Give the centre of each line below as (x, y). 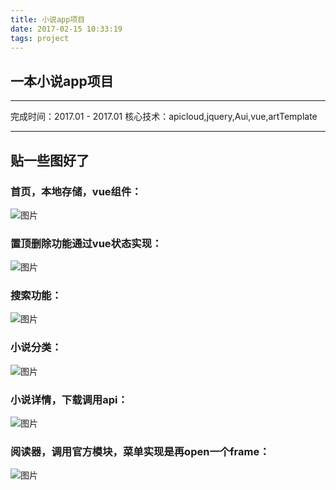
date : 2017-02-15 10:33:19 (66, 29)
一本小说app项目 (62, 81)
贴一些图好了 (50, 160)
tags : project (40, 38)
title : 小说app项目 (48, 19)
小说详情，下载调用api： (69, 399)
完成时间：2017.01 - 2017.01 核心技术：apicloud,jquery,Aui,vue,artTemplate (164, 117)
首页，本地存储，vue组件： (76, 191)
